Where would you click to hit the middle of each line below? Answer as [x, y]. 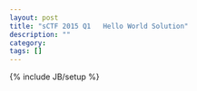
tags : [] [26, 51]
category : [28, 43]
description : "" [40, 34]
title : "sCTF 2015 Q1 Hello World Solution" [99, 26]
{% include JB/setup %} [54, 77]
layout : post [34, 18]
